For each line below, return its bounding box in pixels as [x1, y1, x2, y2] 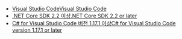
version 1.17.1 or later [11, 26, 62, 34]
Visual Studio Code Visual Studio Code [11, 5, 107, 12]
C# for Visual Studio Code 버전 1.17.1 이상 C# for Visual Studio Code [11, 20, 176, 26]
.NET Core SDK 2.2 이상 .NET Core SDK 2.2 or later [11, 12, 137, 19]
